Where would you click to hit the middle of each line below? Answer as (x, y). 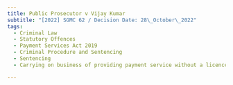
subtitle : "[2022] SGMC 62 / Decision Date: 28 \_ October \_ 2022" (102, 20)
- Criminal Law (35, 33)
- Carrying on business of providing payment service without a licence (121, 65)
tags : (15, 26)
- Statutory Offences (45, 39)
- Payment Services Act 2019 (55, 46)
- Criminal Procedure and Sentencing (68, 53)
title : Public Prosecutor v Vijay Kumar (67, 13)
